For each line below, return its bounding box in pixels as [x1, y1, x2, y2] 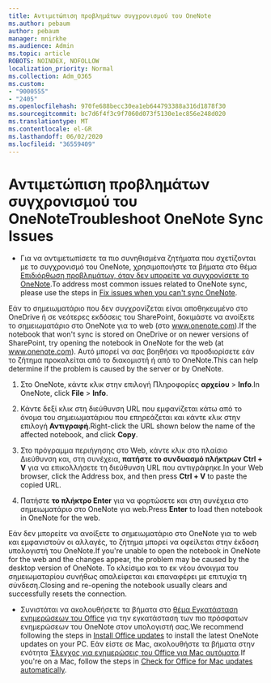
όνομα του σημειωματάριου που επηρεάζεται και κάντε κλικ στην [19, 413, 241, 423]
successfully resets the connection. [8, 589, 127, 599]
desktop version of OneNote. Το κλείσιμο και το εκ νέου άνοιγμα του [8, 563, 239, 573]
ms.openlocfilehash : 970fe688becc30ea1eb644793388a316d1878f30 [8, 102, 227, 110]
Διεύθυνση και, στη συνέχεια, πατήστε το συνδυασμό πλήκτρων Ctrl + [19, 454, 263, 464]
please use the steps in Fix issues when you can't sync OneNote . [19, 288, 238, 298]
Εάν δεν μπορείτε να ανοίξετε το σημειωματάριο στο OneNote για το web [8, 529, 257, 539]
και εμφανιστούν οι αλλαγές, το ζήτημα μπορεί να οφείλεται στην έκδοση [8, 537, 259, 548]
